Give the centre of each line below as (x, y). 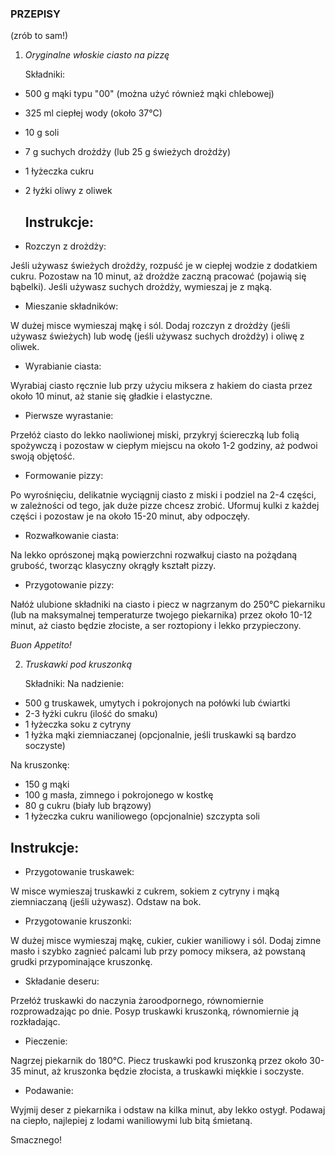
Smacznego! (36, 1139)
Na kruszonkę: (40, 765)
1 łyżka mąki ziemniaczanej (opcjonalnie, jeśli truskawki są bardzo (160, 735)
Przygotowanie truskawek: (79, 871)
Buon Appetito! (41, 645)
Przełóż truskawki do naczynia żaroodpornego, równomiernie (137, 1000)
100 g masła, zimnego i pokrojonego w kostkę (119, 795)
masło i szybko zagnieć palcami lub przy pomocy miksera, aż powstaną (158, 951)
